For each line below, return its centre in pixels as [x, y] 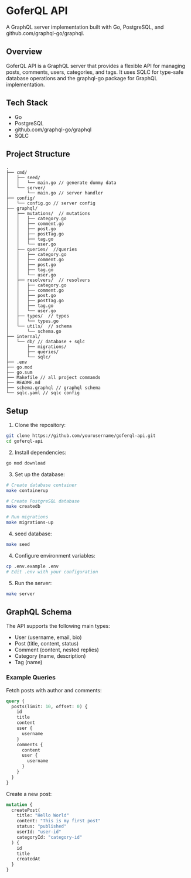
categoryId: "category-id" [50, 837]
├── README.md [23, 383]
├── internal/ [23, 337]
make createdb [23, 507]
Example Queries [31, 678]
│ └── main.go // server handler [55, 193]
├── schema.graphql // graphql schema [53, 388]
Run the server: [33, 583]
